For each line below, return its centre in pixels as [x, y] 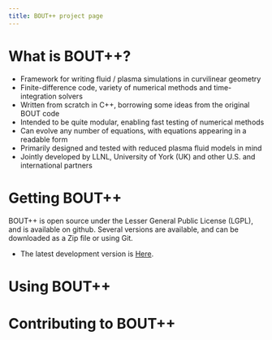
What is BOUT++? [70, 56]
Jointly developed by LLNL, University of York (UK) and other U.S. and [138, 156]
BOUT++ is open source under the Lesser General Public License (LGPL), [131, 220]
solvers [71, 96]
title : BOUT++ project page [56, 16]
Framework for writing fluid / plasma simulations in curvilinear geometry [140, 79]
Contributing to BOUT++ [92, 323]
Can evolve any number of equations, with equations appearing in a [133, 130]
